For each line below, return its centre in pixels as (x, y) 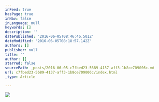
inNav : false (18, 18)
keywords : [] (18, 28)
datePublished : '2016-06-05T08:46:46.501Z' (50, 37)
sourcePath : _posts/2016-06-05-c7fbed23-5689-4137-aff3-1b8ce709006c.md (80, 68)
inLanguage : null (22, 23)
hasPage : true (19, 14)
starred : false (20, 63)
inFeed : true (18, 9)
